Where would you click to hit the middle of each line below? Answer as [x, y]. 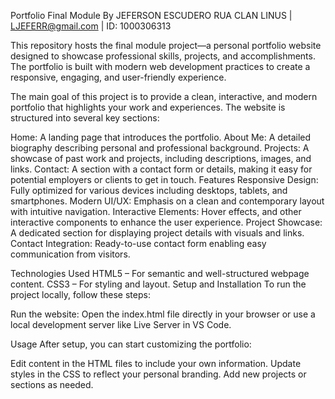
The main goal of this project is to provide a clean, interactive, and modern [164, 96]
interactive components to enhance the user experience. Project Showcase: [166, 222]
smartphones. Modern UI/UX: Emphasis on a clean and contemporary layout [167, 201]
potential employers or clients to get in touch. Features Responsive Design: [164, 179]
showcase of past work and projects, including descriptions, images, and [161, 158]
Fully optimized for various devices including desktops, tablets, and [149, 190]
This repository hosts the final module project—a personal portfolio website [166, 45]
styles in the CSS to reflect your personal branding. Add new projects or [158, 374]
